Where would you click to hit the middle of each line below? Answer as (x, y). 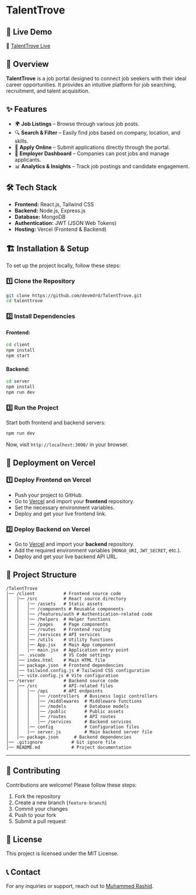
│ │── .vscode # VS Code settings (58, 655)
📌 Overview (27, 64)
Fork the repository (38, 796)
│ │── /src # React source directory (66, 599)
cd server (18, 381)
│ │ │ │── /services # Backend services (69, 722)
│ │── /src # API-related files (60, 686)
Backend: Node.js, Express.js (50, 211)
